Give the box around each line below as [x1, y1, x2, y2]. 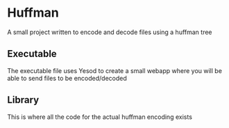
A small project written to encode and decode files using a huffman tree [7, 28, 213, 36]
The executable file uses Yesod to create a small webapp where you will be [7, 66, 222, 74]
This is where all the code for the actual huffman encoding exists [7, 113, 193, 121]
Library [7, 94, 40, 106]
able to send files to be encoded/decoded [7, 74, 127, 82]
